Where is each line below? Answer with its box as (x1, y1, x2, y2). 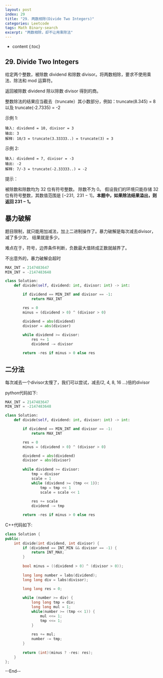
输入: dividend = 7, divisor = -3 (5, 156, 74, 161)
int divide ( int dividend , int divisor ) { (14, 541, 99, 546)
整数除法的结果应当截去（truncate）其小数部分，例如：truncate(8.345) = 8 (5, 98, 156, 104)
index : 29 (5, 12, 25, 17)
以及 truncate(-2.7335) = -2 (5, 104, 61, 111)
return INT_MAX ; (31, 550, 65, 555)
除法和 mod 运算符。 (13, 77, 55, 84)
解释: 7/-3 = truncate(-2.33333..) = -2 (5, 167, 87, 171)
